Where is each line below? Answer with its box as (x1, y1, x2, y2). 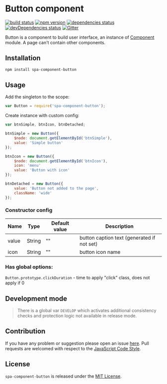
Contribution (5, 327, 46, 335)
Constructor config (5, 207, 53, 214)
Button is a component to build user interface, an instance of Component (5, 34, 155, 40)
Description (105, 223, 134, 230)
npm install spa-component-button (5, 67, 77, 72)
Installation (5, 54, 41, 63)
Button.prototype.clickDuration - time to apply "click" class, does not (5, 275, 150, 281)
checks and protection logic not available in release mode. (17, 313, 137, 319)
